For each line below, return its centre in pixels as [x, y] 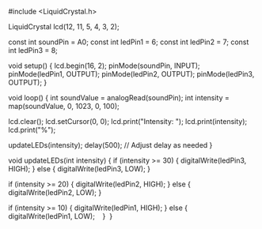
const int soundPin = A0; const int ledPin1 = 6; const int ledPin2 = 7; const [129, 42]
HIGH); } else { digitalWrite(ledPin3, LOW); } [80, 169]
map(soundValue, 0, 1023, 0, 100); [64, 106]
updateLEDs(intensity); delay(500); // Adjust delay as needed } [110, 145]
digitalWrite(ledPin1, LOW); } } [61, 216]
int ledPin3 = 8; [33, 50]
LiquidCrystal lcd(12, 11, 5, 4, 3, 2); [64, 26]
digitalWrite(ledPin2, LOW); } [55, 192]
